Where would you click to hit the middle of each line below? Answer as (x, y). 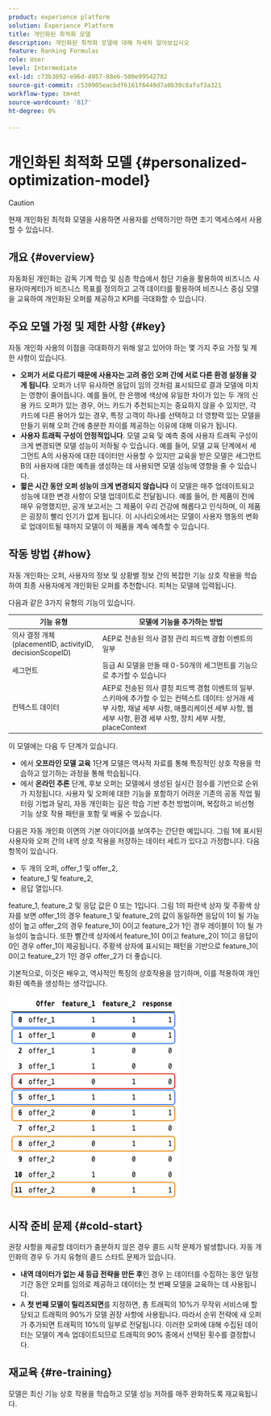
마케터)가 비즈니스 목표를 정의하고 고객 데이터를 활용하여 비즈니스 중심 (134, 288)
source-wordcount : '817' (50, 102)
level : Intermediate (43, 69)
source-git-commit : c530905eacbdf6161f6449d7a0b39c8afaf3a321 (115, 85)
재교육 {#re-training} (60, 1373)
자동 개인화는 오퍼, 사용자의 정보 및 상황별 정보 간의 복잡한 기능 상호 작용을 (125, 575)
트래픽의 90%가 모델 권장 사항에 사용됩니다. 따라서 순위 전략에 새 (144, 1315)
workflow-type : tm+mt (45, 94)
